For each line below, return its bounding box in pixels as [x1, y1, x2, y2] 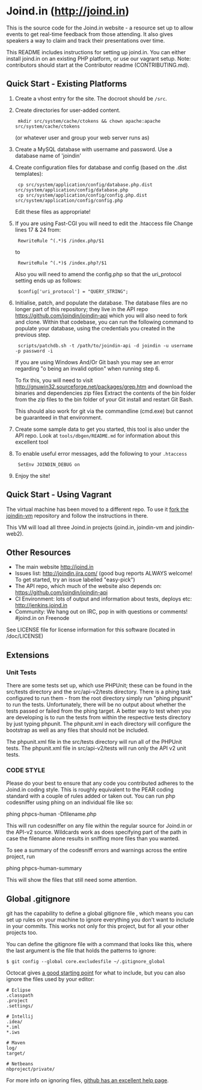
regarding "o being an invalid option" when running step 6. [14, 365, 161, 372]
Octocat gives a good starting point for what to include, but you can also [6, 969, 186, 976]
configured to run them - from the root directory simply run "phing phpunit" [6, 695, 194, 702]
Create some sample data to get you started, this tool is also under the [14, 426, 189, 433]
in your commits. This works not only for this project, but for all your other [6, 923, 189, 930]
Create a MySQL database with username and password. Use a [14, 146, 173, 153]
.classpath [6, 992, 34, 999]
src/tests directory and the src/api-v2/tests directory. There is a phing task [6, 688, 191, 696]
